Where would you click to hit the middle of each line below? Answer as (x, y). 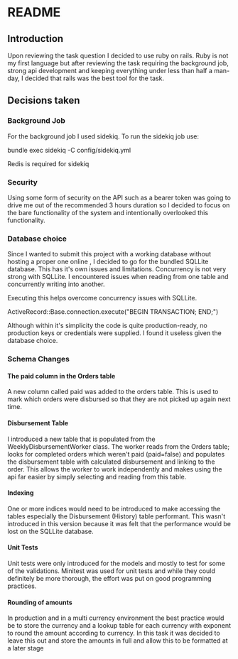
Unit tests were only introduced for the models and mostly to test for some (116, 563)
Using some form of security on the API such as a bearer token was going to (119, 197)
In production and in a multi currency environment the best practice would (116, 618)
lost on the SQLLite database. (50, 531)
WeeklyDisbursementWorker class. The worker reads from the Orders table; (118, 446)
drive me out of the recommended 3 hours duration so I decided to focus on (119, 205)
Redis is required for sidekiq (48, 163)
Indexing (21, 493)
